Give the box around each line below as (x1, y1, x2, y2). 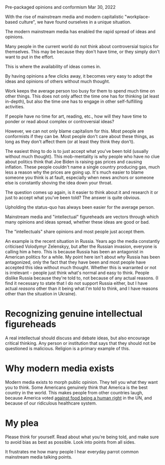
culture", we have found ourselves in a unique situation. (19, 19, 132, 25)
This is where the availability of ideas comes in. (5, 64, 101, 69)
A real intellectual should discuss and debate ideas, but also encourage (5, 335, 150, 341)
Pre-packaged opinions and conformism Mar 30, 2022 (5, 4, 116, 10)
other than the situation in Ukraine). (5, 291, 77, 296)
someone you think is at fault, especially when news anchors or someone (5, 175, 154, 180)
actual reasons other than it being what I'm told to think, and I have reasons (5, 285, 158, 291)
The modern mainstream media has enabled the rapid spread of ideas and (5, 29, 156, 34)
